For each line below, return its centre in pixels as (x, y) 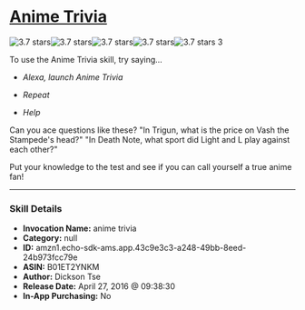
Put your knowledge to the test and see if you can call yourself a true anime (151, 166)
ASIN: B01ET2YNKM (61, 267)
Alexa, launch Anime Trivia (73, 77)
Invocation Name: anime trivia (79, 228)
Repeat (36, 95)
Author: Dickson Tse (62, 277)
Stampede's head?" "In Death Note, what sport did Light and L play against (150, 139)
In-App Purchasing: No (67, 296)
